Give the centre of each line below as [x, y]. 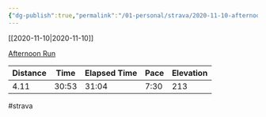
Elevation [190, 73]
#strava [21, 106]
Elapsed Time [111, 73]
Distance [29, 73]
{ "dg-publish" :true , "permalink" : [63, 15]
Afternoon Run [32, 53]
